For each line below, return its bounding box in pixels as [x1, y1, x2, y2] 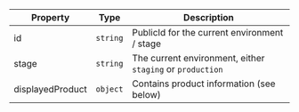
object [95, 84, 124, 94]
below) [132, 89, 162, 100]
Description [183, 12, 234, 23]
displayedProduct [13, 84, 87, 95]
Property [30, 12, 70, 23]
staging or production [132, 63, 224, 75]
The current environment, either [132, 52, 265, 64]
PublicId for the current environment [132, 27, 284, 38]
